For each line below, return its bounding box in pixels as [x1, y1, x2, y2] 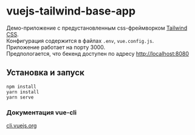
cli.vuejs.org [6, 122, 37, 130]
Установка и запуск [6, 68, 85, 78]
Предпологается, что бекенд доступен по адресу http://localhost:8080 [6, 50, 190, 57]
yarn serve [6, 94, 34, 100]
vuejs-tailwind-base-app [6, 4, 135, 18]
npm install [6, 84, 36, 90]
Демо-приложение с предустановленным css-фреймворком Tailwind [6, 24, 187, 31]
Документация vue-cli [6, 108, 77, 116]
